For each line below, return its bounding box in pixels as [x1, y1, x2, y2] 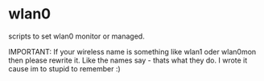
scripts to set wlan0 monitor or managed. [8, 31, 145, 41]
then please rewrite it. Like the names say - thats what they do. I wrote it [8, 55, 248, 65]
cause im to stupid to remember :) [8, 63, 121, 73]
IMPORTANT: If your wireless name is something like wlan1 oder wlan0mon [8, 47, 257, 56]
